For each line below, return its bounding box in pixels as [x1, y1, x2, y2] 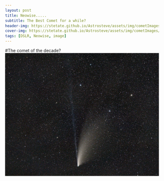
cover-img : [5, 28, 27, 34]
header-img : [5, 23, 29, 28]
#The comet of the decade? [5, 48, 61, 53]
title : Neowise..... [5, 13, 47, 18]
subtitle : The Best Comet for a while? [5, 18, 86, 23]
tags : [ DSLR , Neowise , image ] [5, 34, 67, 39]
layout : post [5, 8, 32, 13]
